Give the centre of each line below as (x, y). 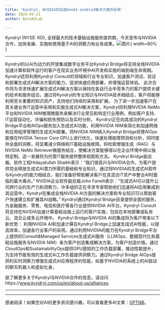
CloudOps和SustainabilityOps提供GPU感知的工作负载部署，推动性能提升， (81, 248)
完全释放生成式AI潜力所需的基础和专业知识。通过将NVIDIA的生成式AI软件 (83, 169)
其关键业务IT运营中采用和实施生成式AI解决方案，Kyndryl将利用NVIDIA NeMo (82, 107)
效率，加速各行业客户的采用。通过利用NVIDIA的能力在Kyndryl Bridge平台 (83, 230)
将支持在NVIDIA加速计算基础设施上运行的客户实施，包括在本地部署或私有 (79, 212)
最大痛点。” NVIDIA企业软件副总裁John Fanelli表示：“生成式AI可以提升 (84, 181)
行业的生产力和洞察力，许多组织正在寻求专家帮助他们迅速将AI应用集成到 (87, 187)
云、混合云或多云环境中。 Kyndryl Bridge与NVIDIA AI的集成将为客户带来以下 (82, 218)
